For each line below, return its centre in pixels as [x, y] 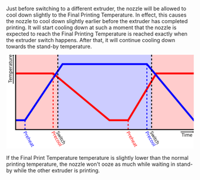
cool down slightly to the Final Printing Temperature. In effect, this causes [96, 15]
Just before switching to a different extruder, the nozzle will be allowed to [96, 9]
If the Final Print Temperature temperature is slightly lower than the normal [97, 158]
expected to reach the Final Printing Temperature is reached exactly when [97, 34]
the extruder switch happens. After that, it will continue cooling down [91, 40]
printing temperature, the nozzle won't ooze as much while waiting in [91, 164]
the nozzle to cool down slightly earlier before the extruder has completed [97, 21]
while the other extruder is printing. [57, 170]
